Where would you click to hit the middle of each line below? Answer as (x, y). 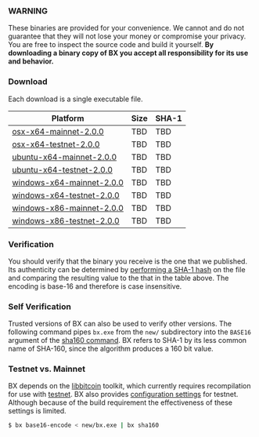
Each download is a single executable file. (76, 99)
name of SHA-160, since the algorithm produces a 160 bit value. (111, 349)
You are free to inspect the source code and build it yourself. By (111, 45)
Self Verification (40, 306)
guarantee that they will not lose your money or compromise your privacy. (127, 36)
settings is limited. (37, 411)
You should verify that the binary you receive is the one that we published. (128, 261)
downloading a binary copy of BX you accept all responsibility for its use (128, 53)
